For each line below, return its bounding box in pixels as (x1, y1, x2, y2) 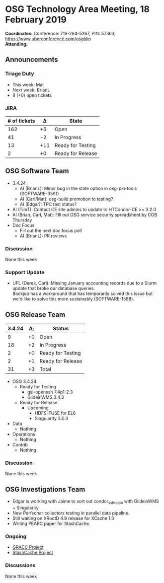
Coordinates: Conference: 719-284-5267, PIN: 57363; (5, 30, 116, 36)
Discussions (5, 562, 36, 569)
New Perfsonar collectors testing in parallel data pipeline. (12, 510, 130, 516)
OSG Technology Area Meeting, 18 (5, 3, 150, 15)
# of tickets (7, 117, 35, 124)
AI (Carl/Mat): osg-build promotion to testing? (19, 196, 113, 202)
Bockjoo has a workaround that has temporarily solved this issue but (12, 291, 153, 296)
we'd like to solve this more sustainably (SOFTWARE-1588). (12, 296, 134, 302)
